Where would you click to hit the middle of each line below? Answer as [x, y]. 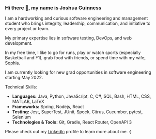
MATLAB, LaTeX [28, 102]
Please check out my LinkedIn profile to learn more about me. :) [68, 132]
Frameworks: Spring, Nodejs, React [48, 107]
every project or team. [27, 29]
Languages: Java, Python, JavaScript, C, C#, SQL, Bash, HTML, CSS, [81, 96]
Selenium [21, 117]
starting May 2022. [24, 78]
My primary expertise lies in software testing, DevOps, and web [68, 38]
